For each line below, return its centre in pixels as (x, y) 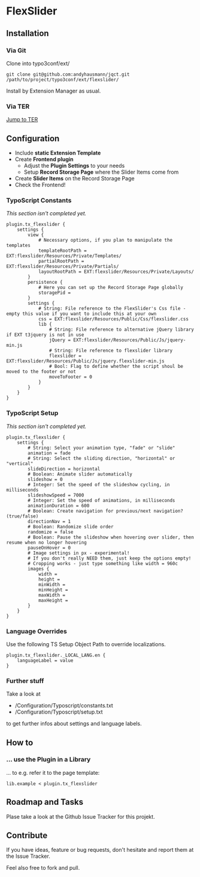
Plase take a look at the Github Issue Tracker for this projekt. (81, 816)
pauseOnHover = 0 (49, 548)
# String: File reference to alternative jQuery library (122, 330)
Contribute (27, 836)
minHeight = (53, 590)
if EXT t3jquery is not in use (45, 335)
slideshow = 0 (45, 479)
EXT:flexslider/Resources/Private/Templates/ (64, 256)
